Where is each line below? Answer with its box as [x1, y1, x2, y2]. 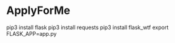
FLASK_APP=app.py [6, 30, 57, 37]
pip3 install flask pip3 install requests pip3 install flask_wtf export [6, 24, 169, 31]
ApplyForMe [6, 4, 71, 18]
